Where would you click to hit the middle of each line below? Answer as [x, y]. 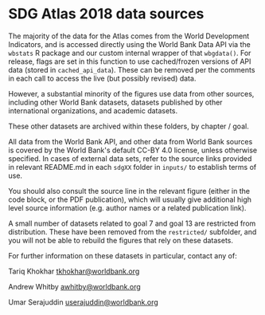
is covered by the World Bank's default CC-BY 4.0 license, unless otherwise [132, 150]
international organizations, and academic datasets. [93, 110]
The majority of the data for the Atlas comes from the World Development [129, 36]
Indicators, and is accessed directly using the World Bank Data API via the [129, 44]
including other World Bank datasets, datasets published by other [115, 102]
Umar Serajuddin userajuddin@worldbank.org [84, 302]
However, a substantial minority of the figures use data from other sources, [131, 93]
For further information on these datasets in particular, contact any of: [123, 255]
